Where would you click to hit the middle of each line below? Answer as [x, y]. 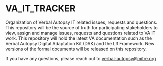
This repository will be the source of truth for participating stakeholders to [81, 27]
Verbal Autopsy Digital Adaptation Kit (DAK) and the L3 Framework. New [80, 43]
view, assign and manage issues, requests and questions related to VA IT [80, 33]
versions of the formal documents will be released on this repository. [76, 49]
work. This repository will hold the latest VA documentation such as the [79, 38]
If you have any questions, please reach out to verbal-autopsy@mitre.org [81, 58]
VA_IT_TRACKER [40, 9]
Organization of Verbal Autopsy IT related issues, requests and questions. [81, 22]
